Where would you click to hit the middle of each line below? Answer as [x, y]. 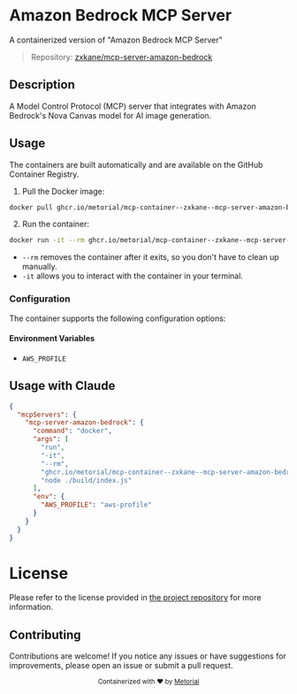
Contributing [45, 634]
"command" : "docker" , [72, 431]
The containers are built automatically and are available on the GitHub [136, 164]
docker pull [31, 207]
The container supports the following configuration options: [118, 318]
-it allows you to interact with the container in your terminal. [132, 276]
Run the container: [56, 224]
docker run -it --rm [47, 240]
